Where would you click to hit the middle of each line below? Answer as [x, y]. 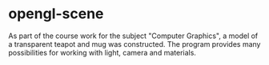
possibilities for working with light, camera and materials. [102, 52]
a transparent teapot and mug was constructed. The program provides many [134, 44]
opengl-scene [56, 14]
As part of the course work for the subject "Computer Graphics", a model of [133, 36]
